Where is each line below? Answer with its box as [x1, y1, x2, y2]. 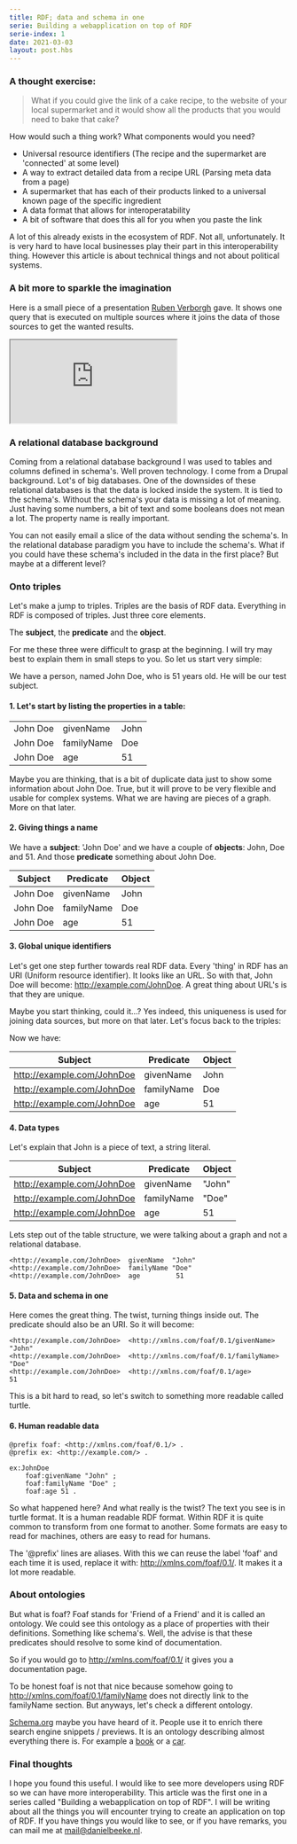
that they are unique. [9, 988, 85, 999]
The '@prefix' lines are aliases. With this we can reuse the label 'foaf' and [9, 1548, 277, 1559]
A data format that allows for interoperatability [21, 205, 191, 215]
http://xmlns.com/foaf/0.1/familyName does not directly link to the [9, 1690, 249, 1700]
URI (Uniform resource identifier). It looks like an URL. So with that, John [9, 970, 273, 981]
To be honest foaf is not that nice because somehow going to [9, 1681, 233, 1692]
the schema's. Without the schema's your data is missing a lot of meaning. [9, 494, 282, 505]
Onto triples [9, 580, 62, 592]
